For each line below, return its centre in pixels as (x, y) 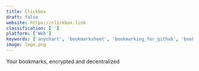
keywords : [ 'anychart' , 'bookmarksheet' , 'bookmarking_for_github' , (92, 39)
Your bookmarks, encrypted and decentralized (63, 61)
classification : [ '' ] (33, 28)
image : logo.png (26, 45)
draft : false (22, 17)
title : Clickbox (26, 12)
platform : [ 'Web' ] (29, 34)
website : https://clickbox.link (46, 22)
